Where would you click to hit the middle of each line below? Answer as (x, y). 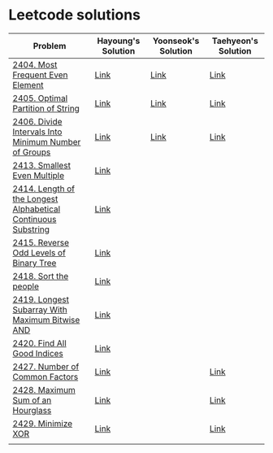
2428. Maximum (44, 390)
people (26, 286)
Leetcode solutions (74, 15)
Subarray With (40, 309)
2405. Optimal (40, 98)
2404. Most (35, 64)
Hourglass (32, 410)
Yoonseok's (176, 41)
